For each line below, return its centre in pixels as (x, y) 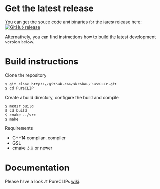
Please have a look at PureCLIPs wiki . (43, 181)
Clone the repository (26, 75)
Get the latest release (49, 9)
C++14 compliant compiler (39, 138)
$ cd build (16, 110)
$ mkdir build (20, 106)
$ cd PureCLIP (20, 88)
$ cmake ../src (21, 115)
